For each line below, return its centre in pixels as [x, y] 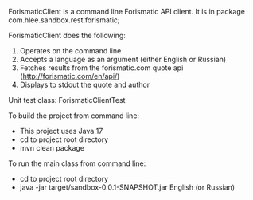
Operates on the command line [70, 51]
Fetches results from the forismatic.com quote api [101, 68]
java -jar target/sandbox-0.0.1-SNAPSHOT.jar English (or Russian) [127, 187]
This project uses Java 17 [61, 131]
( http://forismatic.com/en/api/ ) [70, 76]
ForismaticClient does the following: [67, 35]
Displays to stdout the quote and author [84, 84]
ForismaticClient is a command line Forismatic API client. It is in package [127, 12]
